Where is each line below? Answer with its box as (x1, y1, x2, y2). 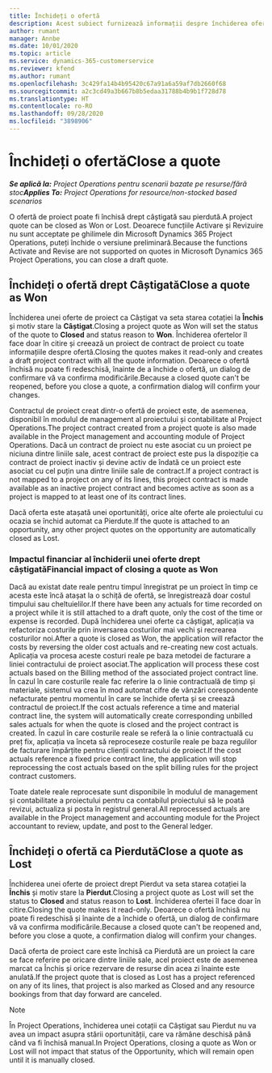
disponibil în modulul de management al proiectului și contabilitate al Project (9, 414, 262, 424)
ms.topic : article (9, 49, 71, 57)
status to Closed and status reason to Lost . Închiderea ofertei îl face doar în (9, 896, 262, 905)
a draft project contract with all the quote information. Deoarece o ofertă (9, 356, 249, 365)
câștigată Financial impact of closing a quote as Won (9, 564, 219, 575)
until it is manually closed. (9, 1054, 95, 1065)
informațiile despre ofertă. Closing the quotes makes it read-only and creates (9, 347, 263, 356)
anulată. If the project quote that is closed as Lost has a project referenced (9, 972, 255, 981)
